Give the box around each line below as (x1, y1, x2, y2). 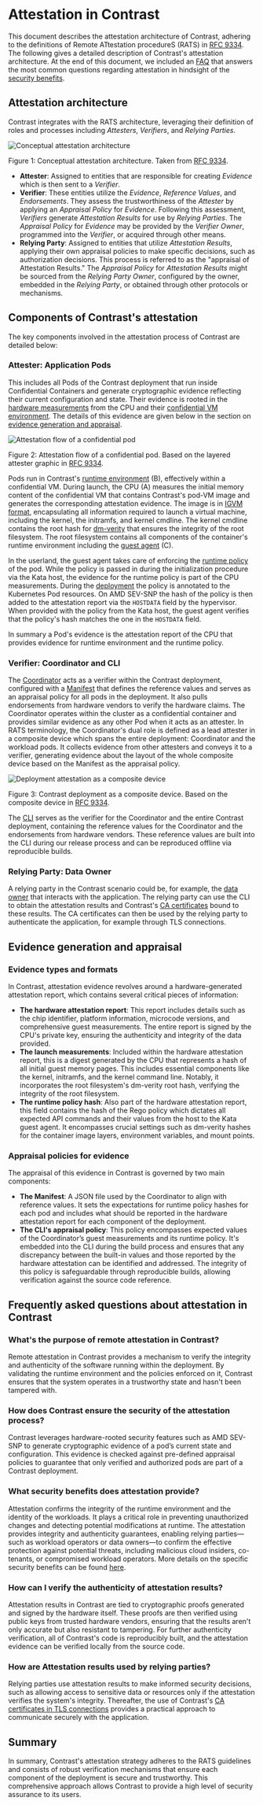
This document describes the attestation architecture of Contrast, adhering (8, 31, 251, 41)
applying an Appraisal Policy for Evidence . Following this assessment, (19, 205, 246, 214)
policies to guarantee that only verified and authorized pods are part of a (8, 1458, 243, 1467)
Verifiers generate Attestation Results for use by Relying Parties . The (19, 212, 242, 222)
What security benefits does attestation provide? (8, 1486, 200, 1497)
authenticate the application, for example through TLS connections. (8, 917, 226, 927)
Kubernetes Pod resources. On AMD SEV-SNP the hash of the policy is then (8, 589, 254, 599)
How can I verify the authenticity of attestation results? (8, 1582, 224, 1593)
